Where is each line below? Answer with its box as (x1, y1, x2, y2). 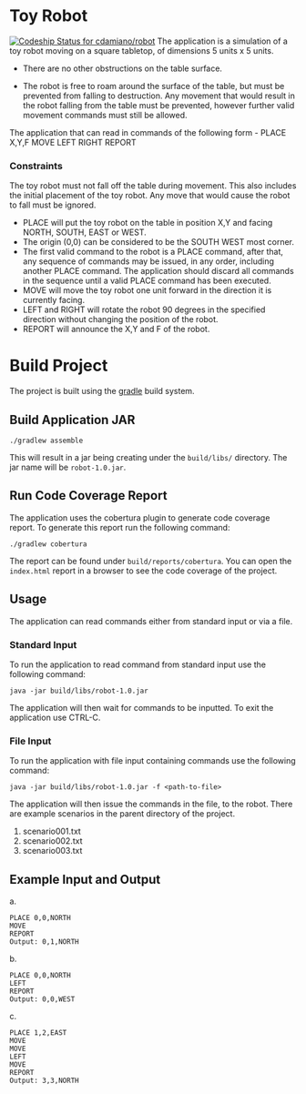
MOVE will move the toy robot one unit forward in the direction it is (22, 285, 272, 296)
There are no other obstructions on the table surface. (22, 63, 223, 74)
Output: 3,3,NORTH (9, 1076, 79, 1086)
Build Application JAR (9, 411, 136, 428)
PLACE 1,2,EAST (9, 1028, 67, 1038)
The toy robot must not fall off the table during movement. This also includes (9, 180, 297, 191)
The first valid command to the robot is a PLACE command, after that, (22, 247, 284, 258)
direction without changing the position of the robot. (22, 314, 219, 325)
